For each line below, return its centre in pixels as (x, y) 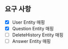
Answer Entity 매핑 (31, 41)
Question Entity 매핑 (33, 28)
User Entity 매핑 (28, 22)
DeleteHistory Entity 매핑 (38, 35)
